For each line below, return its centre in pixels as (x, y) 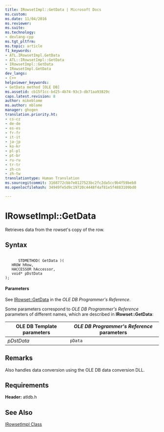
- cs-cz (13, 119)
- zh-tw (13, 174)
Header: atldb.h (21, 397)
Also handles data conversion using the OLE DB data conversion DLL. (75, 370)
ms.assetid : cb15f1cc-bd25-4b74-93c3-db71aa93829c (58, 92)
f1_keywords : (18, 51)
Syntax (16, 245)
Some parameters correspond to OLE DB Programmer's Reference (72, 309)
